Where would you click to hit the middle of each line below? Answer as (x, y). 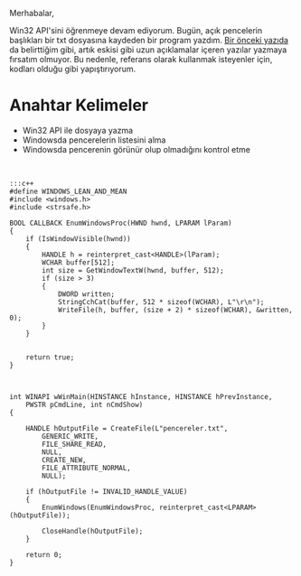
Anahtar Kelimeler (79, 105)
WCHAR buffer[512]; (79, 262)
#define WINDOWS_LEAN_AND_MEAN (68, 191)
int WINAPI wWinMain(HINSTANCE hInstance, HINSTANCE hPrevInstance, (141, 396)
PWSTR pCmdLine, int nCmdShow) (85, 404)
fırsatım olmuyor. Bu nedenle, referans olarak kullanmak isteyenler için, (141, 59)
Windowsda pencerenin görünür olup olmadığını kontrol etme (136, 149)
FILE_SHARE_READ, (74, 444)
